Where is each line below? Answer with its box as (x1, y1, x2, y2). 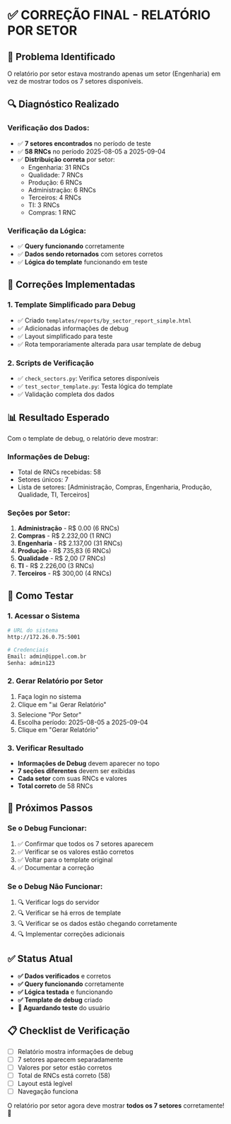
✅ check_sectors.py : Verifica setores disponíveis (17, 373, 160, 382)
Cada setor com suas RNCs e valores (17, 775, 127, 783)
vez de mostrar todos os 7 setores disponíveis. (7, 77, 143, 85)
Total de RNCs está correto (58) (17, 1071, 111, 1079)
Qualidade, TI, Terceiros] (17, 490, 90, 499)
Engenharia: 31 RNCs (28, 163, 90, 171)
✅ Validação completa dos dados (17, 390, 115, 398)
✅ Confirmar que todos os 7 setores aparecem (17, 839, 154, 848)
